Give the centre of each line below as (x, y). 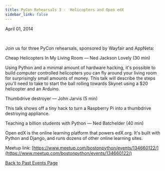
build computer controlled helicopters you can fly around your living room (81, 72)
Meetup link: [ (19, 147)
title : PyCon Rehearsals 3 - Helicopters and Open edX (64, 10)
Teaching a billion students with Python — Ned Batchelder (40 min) (74, 123)
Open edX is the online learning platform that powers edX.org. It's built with (83, 132)
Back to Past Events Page (31, 162)
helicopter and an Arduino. (32, 88)
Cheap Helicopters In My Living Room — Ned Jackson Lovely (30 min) (78, 57)
